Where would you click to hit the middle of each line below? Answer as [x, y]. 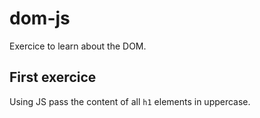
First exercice [53, 77]
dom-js [40, 18]
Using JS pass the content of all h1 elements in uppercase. [130, 101]
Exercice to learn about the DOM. [78, 46]
